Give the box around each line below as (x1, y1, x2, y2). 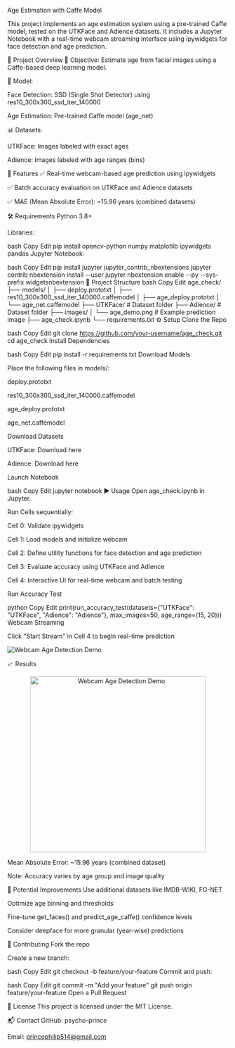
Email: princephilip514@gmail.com (7, 1033, 107, 1041)
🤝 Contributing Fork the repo (7, 940, 90, 948)
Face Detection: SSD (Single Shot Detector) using (7, 91, 151, 99)
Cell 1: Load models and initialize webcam (7, 535, 128, 543)
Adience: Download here (7, 459, 79, 468)
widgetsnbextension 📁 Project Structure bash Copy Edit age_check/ (25, 278, 222, 286)
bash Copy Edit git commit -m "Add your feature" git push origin (7, 981, 193, 989)
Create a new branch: (7, 954, 70, 962)
